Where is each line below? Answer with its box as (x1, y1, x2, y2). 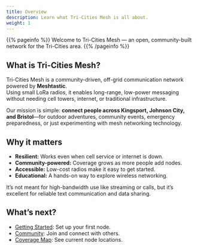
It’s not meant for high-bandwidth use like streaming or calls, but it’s (6, 184, 173, 191)
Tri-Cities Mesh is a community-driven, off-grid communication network (6, 76, 184, 83)
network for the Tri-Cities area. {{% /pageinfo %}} (6, 43, 130, 50)
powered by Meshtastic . (6, 82, 68, 90)
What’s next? (6, 208, 57, 218)
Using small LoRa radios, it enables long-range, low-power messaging (6, 89, 179, 96)
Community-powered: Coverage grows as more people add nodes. (14, 160, 182, 166)
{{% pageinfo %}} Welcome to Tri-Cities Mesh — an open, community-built (6, 37, 192, 44)
